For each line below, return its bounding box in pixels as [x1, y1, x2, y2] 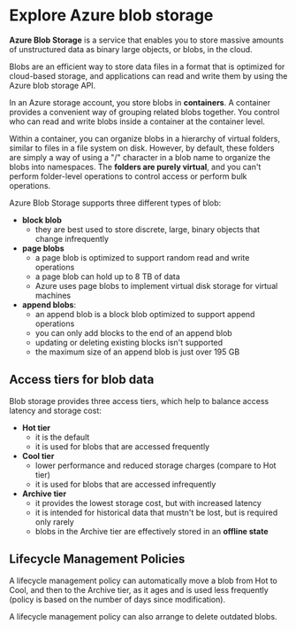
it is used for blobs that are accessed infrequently [34, 479, 216, 489]
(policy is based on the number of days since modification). [9, 594, 226, 604]
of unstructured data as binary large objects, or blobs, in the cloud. [9, 43, 254, 54]
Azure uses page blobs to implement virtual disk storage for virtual [34, 280, 278, 291]
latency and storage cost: [9, 405, 102, 416]
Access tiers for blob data [9, 372, 155, 387]
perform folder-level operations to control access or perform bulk [9, 170, 247, 182]
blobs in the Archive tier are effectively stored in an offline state [34, 526, 269, 536]
